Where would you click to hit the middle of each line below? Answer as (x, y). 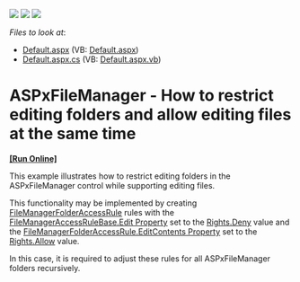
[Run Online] (33, 158)
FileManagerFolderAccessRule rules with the (92, 212)
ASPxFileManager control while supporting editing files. (112, 185)
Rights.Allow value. (44, 241)
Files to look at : (38, 32)
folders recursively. (45, 268)
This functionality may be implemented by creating (103, 203)
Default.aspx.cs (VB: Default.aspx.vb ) (92, 59)
